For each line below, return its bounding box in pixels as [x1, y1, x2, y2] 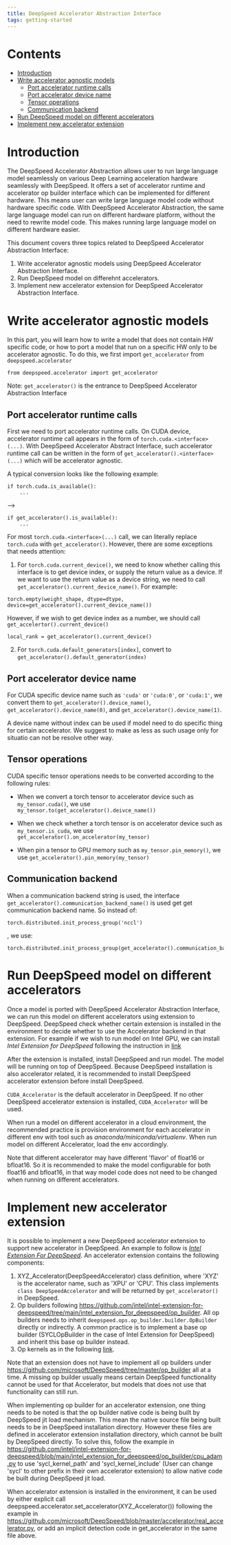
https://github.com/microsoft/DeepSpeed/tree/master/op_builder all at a [7, 1366, 211, 1374]
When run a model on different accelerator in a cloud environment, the [7, 1118, 207, 1126]
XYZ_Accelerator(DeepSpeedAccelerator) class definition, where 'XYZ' [16, 1272, 219, 1281]
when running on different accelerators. [7, 1175, 120, 1184]
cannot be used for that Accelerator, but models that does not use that [7, 1380, 207, 1389]
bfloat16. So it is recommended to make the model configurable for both [7, 1161, 211, 1169]
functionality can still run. [7, 1388, 79, 1396]
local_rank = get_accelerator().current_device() [7, 633, 153, 640]
